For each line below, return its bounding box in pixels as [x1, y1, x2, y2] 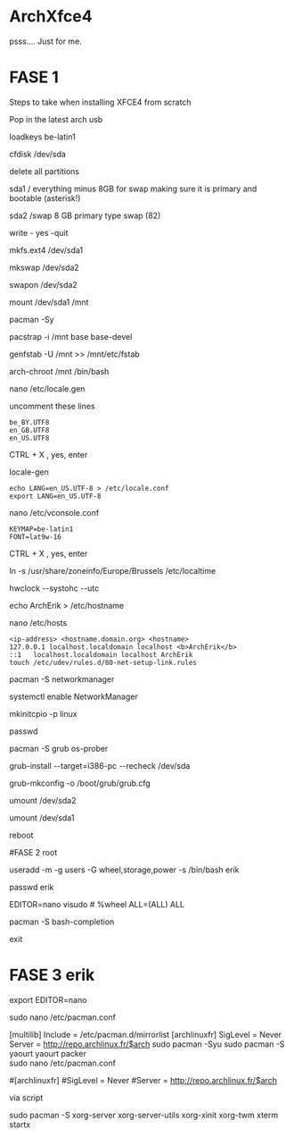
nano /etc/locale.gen [9, 383, 86, 394]
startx [9, 1119, 31, 1130]
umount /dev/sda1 [9, 812, 75, 823]
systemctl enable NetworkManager [9, 691, 138, 702]
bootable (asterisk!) [9, 192, 81, 203]
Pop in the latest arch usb [9, 114, 103, 124]
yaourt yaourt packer [9, 1048, 87, 1058]
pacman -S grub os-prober [9, 743, 109, 754]
